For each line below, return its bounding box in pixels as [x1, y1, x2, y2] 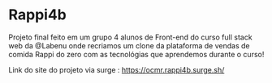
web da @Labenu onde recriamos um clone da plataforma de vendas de [8, 40, 250, 50]
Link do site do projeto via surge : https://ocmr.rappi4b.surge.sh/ [8, 64, 225, 74]
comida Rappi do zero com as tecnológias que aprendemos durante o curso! [8, 49, 265, 59]
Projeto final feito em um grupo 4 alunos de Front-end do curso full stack [8, 32, 253, 42]
